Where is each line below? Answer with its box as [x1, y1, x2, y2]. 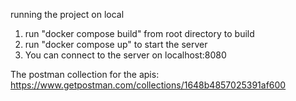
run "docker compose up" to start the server [24, 39, 208, 50]
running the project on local [10, 9, 125, 20]
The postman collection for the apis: [10, 69, 160, 80]
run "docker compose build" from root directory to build [24, 28, 255, 39]
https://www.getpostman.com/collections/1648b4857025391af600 [10, 79, 287, 91]
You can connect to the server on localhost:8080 [24, 49, 227, 61]
